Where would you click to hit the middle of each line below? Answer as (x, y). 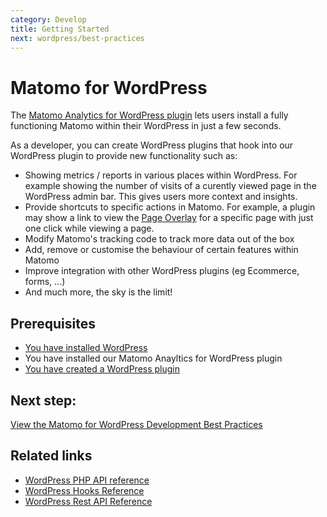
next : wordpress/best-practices (77, 38)
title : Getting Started (60, 29)
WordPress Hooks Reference (84, 490)
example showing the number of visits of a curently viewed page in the (170, 186)
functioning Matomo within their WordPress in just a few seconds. (146, 126)
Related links (51, 456)
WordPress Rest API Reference (88, 501)
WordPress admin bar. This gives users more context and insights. (161, 197)
